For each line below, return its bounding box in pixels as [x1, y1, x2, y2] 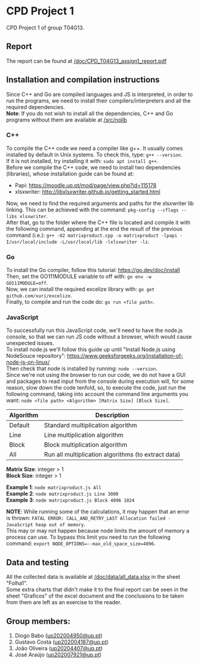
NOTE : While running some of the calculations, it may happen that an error [6, 508, 190, 515]
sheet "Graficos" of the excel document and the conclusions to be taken [6, 592, 184, 600]
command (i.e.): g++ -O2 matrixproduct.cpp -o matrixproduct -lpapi [6, 231, 178, 239]
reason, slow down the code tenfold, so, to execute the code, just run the [6, 384, 186, 391]
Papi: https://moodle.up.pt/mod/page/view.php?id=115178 [14, 182, 157, 189]
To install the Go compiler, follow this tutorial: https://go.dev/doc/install [6, 267, 180, 274]
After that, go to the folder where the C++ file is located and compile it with [6, 219, 191, 226]
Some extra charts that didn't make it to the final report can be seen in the [6, 586, 188, 593]
